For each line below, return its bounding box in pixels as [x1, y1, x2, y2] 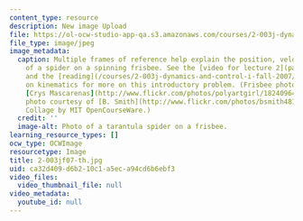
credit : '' [17, 114, 59, 123]
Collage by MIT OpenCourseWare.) [25, 106, 151, 115]
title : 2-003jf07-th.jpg [9, 155, 103, 165]
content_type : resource [9, 13, 99, 23]
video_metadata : [9, 189, 70, 198]
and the [25, 72, 54, 81]
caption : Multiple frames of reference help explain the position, [17, 55, 277, 64]
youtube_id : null [17, 198, 83, 207]
